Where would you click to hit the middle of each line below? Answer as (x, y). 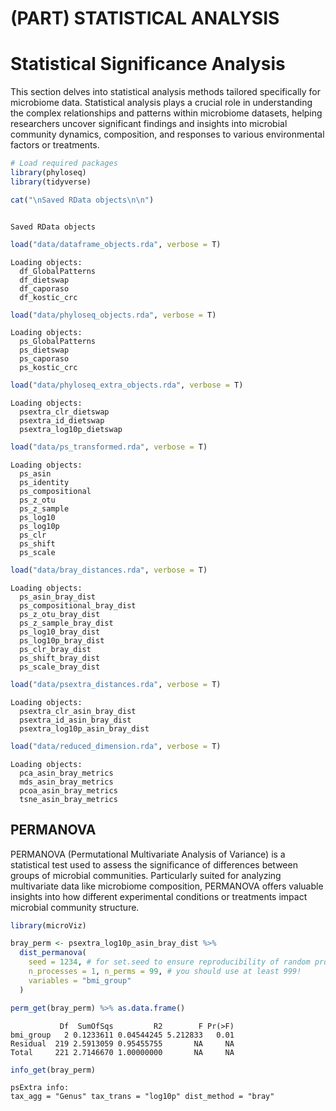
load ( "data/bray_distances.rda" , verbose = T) (109, 570)
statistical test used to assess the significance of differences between (154, 864)
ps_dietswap (44, 350)
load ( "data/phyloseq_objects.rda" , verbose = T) (113, 315)
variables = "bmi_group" (80, 980)
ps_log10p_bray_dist (62, 641)
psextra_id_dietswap (62, 421)
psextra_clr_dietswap (64, 412)
